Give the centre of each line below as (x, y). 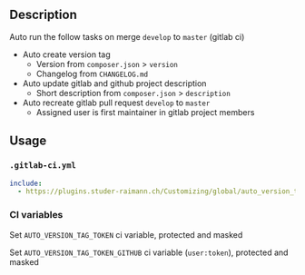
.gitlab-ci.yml (43, 166)
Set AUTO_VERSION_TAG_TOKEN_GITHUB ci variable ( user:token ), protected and (149, 252)
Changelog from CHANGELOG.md (92, 74)
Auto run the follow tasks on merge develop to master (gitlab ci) (127, 36)
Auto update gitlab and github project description (114, 83)
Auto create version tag (66, 54)
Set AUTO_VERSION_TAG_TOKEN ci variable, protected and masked (126, 234)
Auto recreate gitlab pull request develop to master (116, 103)
